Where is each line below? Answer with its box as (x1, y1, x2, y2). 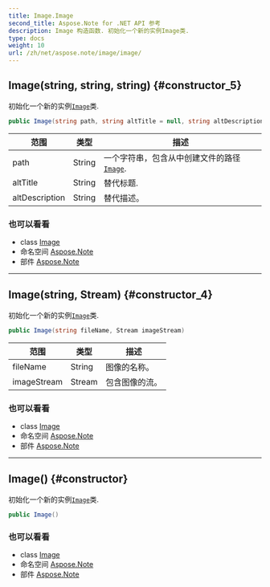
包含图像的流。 (105, 377, 162, 388)
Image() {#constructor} (8, 472, 129, 486)
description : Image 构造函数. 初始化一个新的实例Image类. (8, 26, 190, 35)
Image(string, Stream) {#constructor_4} (8, 288, 213, 302)
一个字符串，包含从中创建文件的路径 (103, 152, 241, 163)
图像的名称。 (105, 361, 154, 373)
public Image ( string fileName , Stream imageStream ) (8, 326, 185, 334)
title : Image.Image (8, 11, 74, 20)
